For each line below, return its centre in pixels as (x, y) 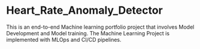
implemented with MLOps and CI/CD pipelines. (64, 39)
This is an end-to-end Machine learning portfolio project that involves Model (100, 27)
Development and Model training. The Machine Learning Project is (88, 33)
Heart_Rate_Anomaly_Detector (84, 10)
